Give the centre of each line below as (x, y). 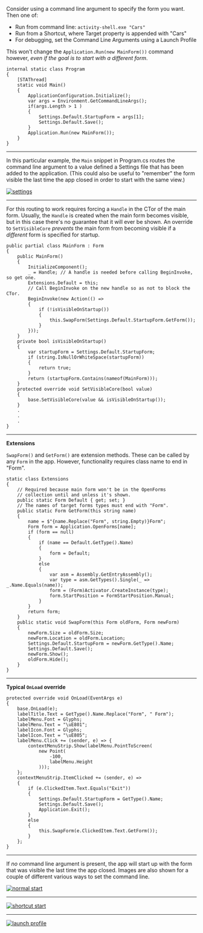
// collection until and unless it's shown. (74, 495)
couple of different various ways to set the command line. (78, 877)
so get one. (21, 278)
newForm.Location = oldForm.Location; (77, 638)
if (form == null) (51, 532)
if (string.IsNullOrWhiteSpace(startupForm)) (86, 357)
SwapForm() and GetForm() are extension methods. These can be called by (98, 455)
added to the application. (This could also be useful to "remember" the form (101, 173)
